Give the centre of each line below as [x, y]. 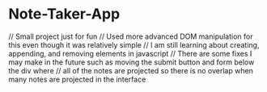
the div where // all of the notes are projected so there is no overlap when [131, 70]
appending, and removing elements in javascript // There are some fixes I [130, 53]
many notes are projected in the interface [77, 79]
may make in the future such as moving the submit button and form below [131, 62]
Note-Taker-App [64, 14]
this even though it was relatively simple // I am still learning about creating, [134, 44]
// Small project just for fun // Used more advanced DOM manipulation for [131, 36]
